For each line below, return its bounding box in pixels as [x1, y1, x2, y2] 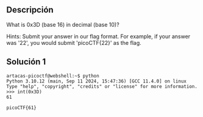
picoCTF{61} [6, 104, 37, 111]
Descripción [6, 5, 54, 15]
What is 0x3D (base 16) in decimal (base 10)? [6, 21, 120, 28]
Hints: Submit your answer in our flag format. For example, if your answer [6, 33, 191, 40]
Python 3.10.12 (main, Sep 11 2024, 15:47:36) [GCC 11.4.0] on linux [6, 78, 187, 84]
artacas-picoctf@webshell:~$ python [6, 73, 99, 79]
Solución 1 [6, 57, 46, 67]
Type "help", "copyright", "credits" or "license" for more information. [6, 83, 198, 90]
